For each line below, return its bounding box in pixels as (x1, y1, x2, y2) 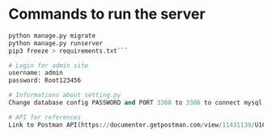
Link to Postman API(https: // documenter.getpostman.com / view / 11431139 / (8, 121, 255, 129)
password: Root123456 (8, 76, 82, 85)
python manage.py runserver (8, 39, 104, 47)
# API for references (8, 113, 82, 122)
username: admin (8, 69, 63, 77)
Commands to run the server (8, 5, 206, 24)
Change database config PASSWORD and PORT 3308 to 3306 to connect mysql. (8, 99, 266, 107)
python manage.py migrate (8, 32, 96, 40)
